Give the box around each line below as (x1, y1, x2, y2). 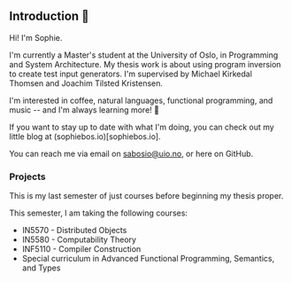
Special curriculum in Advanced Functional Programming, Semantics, (21, 254, 275, 264)
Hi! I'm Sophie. (9, 32, 63, 43)
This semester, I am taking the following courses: (9, 208, 188, 218)
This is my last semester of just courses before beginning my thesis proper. (9, 191, 284, 201)
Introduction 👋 (9, 9, 90, 24)
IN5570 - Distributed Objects (21, 225, 127, 236)
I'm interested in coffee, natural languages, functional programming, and (9, 95, 273, 106)
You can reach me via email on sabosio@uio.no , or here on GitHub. (9, 148, 254, 159)
